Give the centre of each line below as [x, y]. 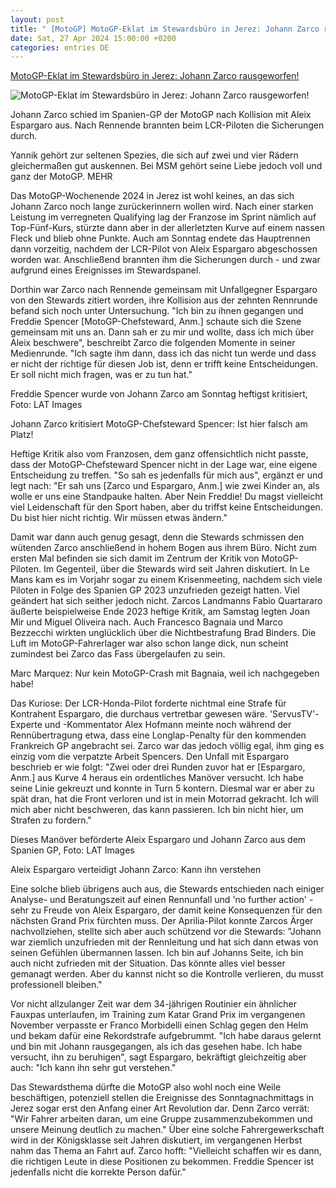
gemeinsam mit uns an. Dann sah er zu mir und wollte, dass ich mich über [162, 332]
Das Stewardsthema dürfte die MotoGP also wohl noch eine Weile [146, 1087]
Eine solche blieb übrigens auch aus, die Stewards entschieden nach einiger [167, 889]
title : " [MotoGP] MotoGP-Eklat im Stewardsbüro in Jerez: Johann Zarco [165, 29]
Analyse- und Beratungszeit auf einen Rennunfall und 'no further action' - [162, 900]
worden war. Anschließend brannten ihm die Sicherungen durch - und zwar [165, 260]
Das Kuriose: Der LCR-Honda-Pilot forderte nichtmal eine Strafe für [148, 703]
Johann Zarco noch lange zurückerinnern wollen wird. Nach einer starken [162, 207]
